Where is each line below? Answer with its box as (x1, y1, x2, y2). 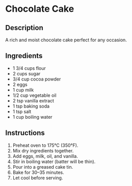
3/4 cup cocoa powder (12, 76, 61, 82)
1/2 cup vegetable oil (12, 92, 57, 98)
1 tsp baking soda (12, 103, 50, 109)
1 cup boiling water (12, 114, 52, 120)
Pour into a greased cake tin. (12, 164, 73, 170)
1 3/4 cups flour (12, 65, 46, 71)
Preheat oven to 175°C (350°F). (12, 142, 78, 148)
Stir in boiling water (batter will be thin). (12, 158, 96, 165)
